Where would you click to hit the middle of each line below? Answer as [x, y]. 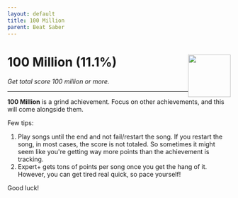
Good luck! [23, 188]
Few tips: [21, 123]
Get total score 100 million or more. [58, 81]
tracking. [30, 159]
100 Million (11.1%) [62, 62]
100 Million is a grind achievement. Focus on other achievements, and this [116, 102]
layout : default [31, 14]
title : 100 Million [36, 21]
